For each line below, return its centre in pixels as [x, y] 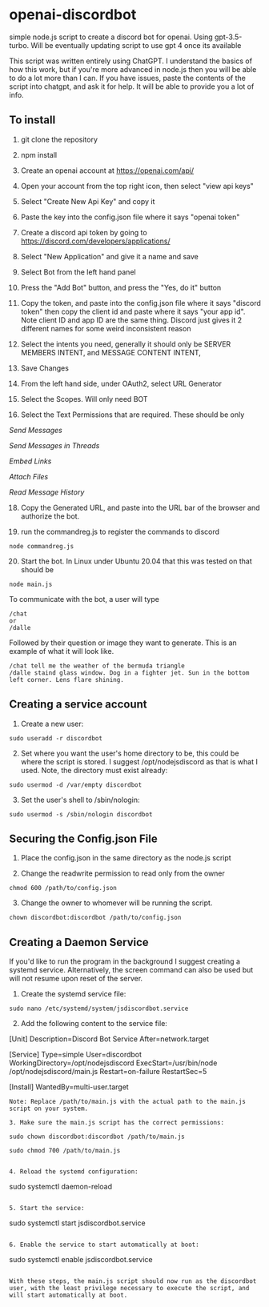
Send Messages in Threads [54, 445]
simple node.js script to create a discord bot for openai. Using [111, 37]
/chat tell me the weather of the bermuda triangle [97, 666]
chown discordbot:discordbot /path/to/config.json [95, 918]
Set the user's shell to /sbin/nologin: [80, 800]
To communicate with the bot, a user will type [84, 599]
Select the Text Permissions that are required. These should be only [132, 415]
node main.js [31, 584]
